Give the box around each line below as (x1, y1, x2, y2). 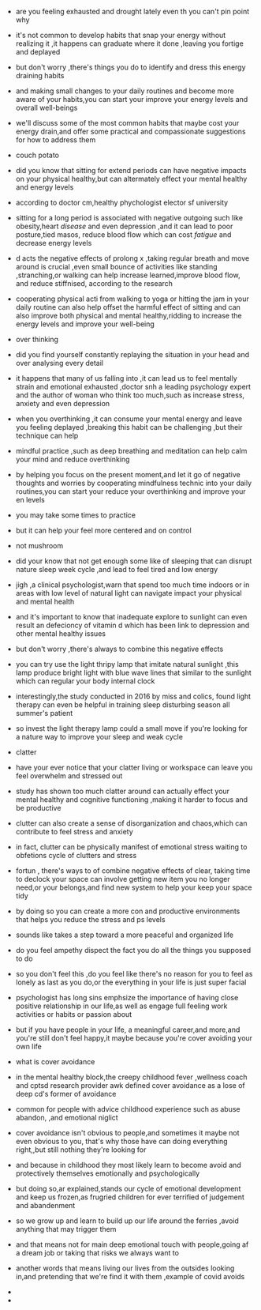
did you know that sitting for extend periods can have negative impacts (15, 166, 247, 175)
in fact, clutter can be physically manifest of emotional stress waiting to (15, 842, 248, 852)
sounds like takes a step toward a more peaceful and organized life (15, 930, 234, 939)
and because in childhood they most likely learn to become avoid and (15, 1161, 242, 1169)
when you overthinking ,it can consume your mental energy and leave (15, 414, 243, 423)
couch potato (15, 150, 59, 160)
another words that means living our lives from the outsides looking (15, 1263, 235, 1273)
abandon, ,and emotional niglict (15, 1113, 118, 1122)
